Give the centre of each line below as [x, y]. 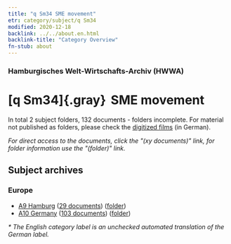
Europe [21, 191]
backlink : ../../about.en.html [54, 33]
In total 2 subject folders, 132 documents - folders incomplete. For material [116, 120]
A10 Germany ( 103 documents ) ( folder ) [74, 213]
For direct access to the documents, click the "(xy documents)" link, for [111, 141]
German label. [29, 234]
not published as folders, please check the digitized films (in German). [110, 127]
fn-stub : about [30, 46]
